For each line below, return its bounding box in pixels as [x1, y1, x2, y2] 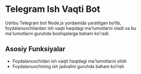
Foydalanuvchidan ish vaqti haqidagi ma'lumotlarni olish [12, 58, 127, 64]
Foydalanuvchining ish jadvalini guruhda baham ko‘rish [12, 63, 125, 69]
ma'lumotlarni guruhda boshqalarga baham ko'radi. [5, 30, 110, 36]
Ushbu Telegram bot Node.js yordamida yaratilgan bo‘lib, [5, 20, 122, 26]
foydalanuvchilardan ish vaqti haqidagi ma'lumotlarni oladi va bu [5, 25, 137, 31]
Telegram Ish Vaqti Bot [5, 3, 100, 15]
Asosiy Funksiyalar [5, 45, 66, 53]
